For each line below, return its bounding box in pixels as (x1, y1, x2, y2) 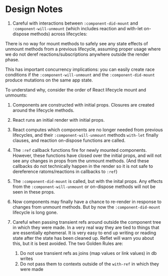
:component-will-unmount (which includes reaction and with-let (12, 25, 143, 31)
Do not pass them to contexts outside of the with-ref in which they (20, 260, 159, 267)
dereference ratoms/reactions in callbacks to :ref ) (12, 168, 118, 174)
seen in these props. (12, 189, 55, 195)
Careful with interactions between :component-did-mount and (12, 20, 138, 26)
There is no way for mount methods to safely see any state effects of (5, 40, 148, 46)
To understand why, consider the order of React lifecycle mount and (5, 86, 146, 93)
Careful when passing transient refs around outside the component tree (12, 219, 161, 225)
